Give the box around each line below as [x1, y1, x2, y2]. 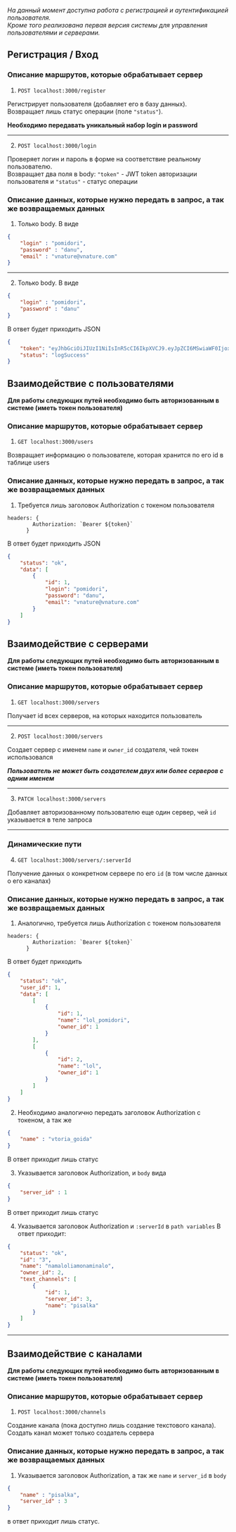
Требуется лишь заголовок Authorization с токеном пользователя [17, 500, 215, 509]
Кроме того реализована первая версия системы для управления [7, 21, 208, 29]
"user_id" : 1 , [20, 984, 61, 991]
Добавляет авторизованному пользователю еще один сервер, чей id [7, 808, 216, 816]
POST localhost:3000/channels [17, 1409, 107, 1416]
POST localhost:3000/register [17, 87, 107, 94]
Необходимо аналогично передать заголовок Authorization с [17, 1108, 201, 1116]
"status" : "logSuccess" [20, 352, 90, 359]
